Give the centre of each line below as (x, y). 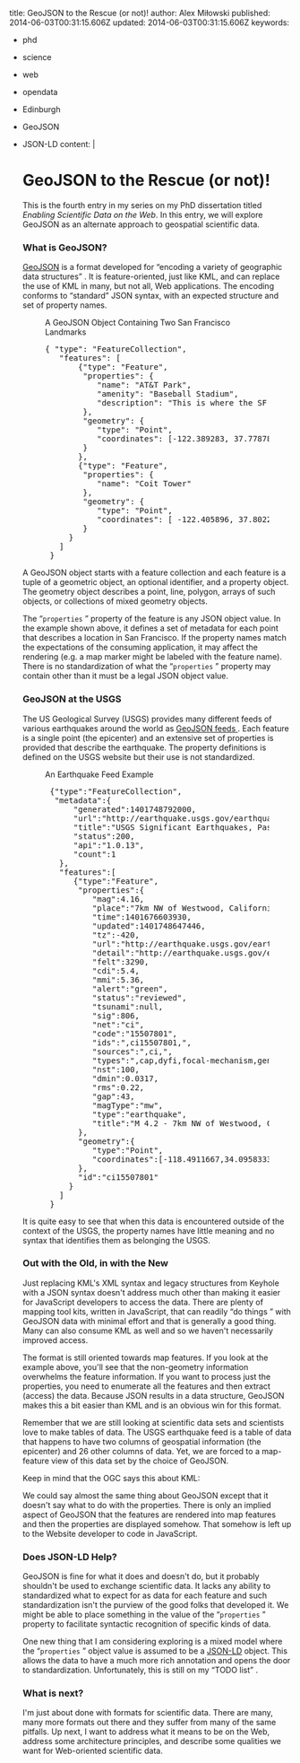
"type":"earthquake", (140, 1114)
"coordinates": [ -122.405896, (166, 520)
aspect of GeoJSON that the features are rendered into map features (149, 1514)
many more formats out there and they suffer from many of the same (149, 1723)
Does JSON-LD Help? (70, 1557)
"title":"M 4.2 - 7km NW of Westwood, (177, 1123)
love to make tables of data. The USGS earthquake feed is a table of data (157, 1432)
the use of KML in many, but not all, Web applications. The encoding (148, 286)
